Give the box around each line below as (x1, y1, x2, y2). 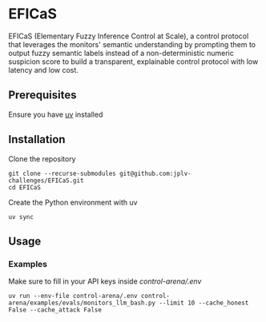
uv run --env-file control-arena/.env (8, 292, 138, 300)
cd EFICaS (8, 183, 42, 192)
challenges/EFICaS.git (8, 177, 84, 185)
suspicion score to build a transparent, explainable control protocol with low (8, 57, 259, 66)
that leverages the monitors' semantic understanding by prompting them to (8, 39, 256, 49)
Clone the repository (8, 153, 76, 164)
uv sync (8, 213, 34, 221)
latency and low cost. (8, 65, 79, 74)
